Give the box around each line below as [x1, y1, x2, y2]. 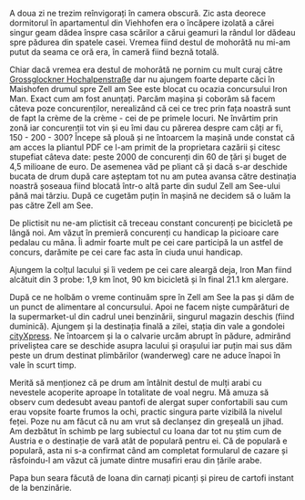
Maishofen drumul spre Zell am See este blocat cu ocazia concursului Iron [9, 84, 289, 94]
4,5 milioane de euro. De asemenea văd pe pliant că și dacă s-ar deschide [9, 161, 289, 172]
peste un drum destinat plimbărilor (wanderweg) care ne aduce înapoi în [9, 350, 280, 360]
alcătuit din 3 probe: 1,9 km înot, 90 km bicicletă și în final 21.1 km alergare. [9, 274, 289, 285]
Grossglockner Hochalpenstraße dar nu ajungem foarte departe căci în [9, 74, 275, 85]
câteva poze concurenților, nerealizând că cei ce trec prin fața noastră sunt [9, 103, 291, 113]
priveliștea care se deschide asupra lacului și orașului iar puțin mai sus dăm [9, 340, 293, 350]
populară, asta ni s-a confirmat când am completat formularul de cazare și [9, 445, 289, 455]
